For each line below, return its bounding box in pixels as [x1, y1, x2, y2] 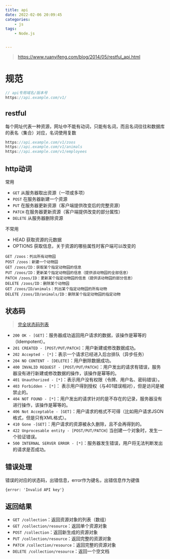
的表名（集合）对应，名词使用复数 [5, 129, 76, 136]
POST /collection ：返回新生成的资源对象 [12, 529, 98, 536]
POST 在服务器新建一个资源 [12, 196, 68, 202]
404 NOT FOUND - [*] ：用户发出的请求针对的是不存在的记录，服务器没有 [12, 396, 162, 402]
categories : [5, 17, 30, 22]
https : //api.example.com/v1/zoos [5, 140, 76, 145]
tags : [5, 26, 17, 31]
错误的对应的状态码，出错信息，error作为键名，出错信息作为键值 [5, 477, 140, 483]
